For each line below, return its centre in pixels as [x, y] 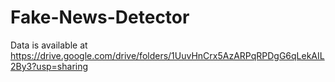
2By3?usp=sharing [49, 66]
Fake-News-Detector [100, 17]
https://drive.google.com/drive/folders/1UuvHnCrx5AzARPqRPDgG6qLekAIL [167, 55]
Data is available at [49, 45]
